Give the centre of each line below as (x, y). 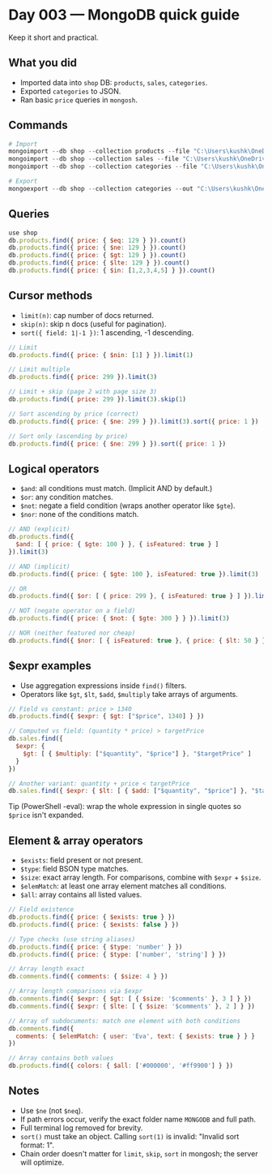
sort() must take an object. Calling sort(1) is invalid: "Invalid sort (130, 1136)
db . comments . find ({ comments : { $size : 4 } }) (88, 977)
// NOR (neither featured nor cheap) (72, 633)
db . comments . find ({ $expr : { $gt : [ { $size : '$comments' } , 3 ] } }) (130, 999)
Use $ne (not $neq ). (51, 1110)
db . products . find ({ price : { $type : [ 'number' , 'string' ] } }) (117, 954)
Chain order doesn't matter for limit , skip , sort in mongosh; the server (139, 1153)
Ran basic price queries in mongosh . (79, 100)
